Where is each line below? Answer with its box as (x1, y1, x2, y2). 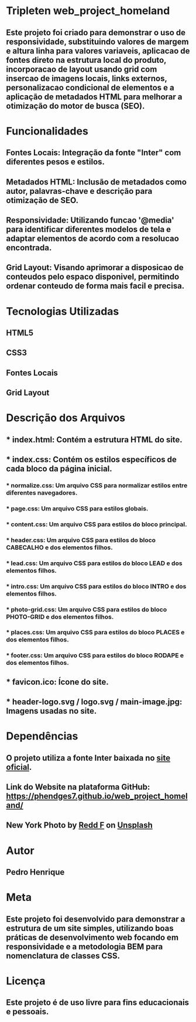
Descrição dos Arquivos (6, 411, 126, 425)
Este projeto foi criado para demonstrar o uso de (6, 28, 186, 38)
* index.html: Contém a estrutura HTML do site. (6, 435, 183, 445)
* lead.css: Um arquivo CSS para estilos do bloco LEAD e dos (6, 559, 183, 567)
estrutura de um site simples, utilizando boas (6, 923, 174, 933)
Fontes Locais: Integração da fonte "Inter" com (6, 148, 181, 158)
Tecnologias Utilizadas (6, 304, 119, 318)
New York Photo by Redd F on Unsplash (6, 821, 153, 831)
